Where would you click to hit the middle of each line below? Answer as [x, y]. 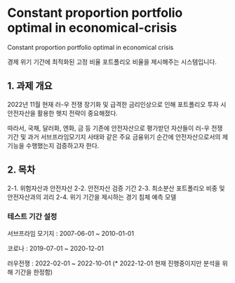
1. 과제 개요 [30, 86]
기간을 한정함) [34, 272]
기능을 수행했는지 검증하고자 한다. [53, 145]
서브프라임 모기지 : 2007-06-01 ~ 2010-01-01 [71, 233]
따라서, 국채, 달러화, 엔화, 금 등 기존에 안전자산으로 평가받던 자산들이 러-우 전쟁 [115, 128]
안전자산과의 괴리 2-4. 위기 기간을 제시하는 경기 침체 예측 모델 [92, 197]
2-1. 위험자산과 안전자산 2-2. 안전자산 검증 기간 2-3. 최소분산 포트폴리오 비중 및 [116, 188]
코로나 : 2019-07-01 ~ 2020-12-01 [55, 248]
